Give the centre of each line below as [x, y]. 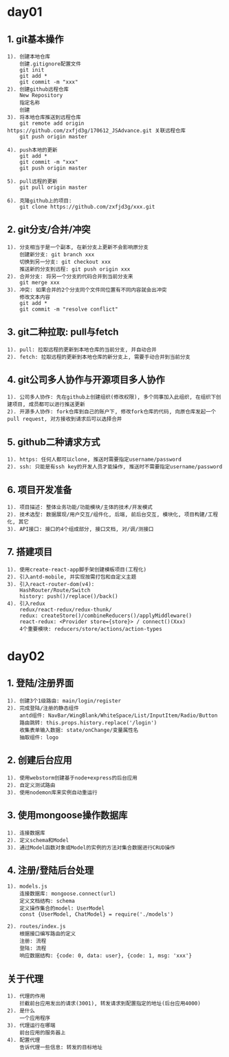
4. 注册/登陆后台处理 [51, 870]
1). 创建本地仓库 [29, 56]
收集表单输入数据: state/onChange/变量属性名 [79, 730]
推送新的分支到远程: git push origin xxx [75, 269]
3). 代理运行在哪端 [31, 1026]
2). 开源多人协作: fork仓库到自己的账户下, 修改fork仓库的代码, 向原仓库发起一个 [112, 412]
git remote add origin [52, 123]
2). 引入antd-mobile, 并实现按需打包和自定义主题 [72, 577]
